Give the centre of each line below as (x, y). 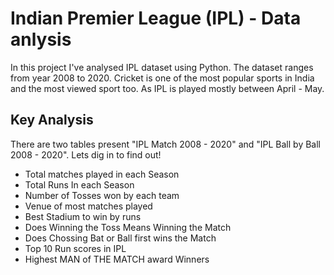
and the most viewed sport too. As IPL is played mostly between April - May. (167, 88)
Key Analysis (52, 120)
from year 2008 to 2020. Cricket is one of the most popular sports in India (162, 78)
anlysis (41, 39)
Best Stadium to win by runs (83, 216)
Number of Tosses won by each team (102, 195)
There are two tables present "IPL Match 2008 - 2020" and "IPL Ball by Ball (165, 144)
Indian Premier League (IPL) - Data (156, 18)
